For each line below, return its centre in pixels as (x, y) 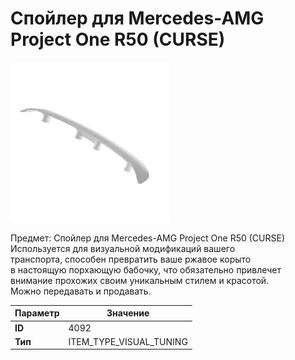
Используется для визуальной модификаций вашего (123, 248)
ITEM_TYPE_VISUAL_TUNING (128, 341)
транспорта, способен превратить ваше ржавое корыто (131, 259)
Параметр (37, 313)
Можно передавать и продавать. (81, 291)
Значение (128, 313)
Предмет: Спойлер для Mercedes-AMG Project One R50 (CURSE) (148, 238)
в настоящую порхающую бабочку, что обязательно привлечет (146, 269)
